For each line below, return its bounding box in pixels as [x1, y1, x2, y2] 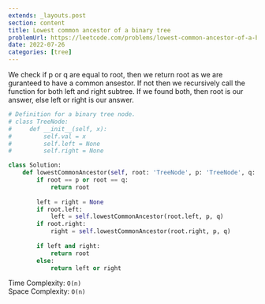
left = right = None [36, 198, 104, 206]
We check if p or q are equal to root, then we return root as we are [8, 70, 223, 79]
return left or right [50, 264, 122, 272]
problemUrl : [8, 33, 47, 42]
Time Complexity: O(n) [8, 278, 81, 288]
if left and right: [36, 242, 101, 250]
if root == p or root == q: [36, 176, 129, 184]
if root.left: [36, 205, 83, 213]
